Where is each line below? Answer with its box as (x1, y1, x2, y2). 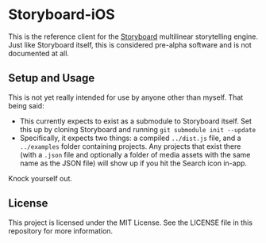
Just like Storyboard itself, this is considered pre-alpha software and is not (8, 40, 252, 49)
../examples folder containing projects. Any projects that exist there (19, 141, 241, 151)
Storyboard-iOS (8, 6, 115, 24)
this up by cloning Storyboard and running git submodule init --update (19, 124, 256, 134)
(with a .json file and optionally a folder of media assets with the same (19, 150, 251, 159)
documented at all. (8, 48, 70, 58)
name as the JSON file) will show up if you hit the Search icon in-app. (19, 158, 248, 168)
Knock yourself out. (8, 173, 73, 183)
